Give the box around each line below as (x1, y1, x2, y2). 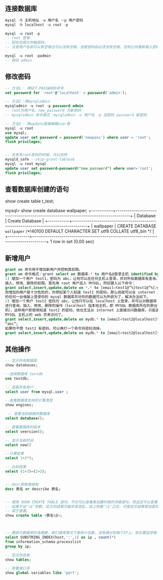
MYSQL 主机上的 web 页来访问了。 (5, 312, 65, 317)
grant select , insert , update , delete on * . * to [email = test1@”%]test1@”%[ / (5, 285, 158, 290)
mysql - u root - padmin (5, 53, 51, 58)
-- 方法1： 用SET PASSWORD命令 (5, 85, 64, 91)
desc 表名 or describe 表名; (5, 486, 61, 492)
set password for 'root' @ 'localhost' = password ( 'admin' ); (5, 90, 127, 95)
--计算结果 (5, 451, 24, 456)
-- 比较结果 (5, 464, 27, 470)
